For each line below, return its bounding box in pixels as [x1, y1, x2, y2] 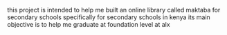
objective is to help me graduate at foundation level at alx [7, 21, 171, 28]
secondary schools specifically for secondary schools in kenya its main [7, 13, 211, 21]
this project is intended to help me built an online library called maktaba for [7, 6, 221, 14]
